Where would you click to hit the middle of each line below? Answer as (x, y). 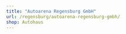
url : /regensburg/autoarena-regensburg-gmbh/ (63, 17)
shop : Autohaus (25, 22)
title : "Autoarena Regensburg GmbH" (51, 11)
